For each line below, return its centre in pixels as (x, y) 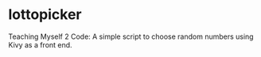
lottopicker (45, 15)
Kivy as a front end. (41, 44)
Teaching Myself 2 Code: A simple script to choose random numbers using (131, 36)
